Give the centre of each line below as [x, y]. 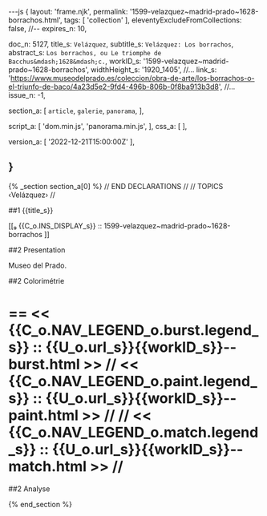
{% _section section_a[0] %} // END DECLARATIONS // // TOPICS [116, 186]
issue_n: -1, [27, 95]
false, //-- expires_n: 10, [47, 28]
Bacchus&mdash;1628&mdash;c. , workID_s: [75, 61]
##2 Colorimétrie [36, 280]
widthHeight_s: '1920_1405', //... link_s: [154, 70]
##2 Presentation [37, 250]
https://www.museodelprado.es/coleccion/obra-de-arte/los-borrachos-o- [133, 78]
